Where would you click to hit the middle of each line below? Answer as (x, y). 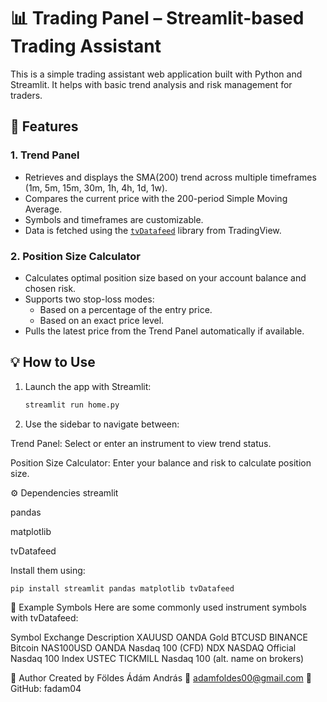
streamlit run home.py (72, 405)
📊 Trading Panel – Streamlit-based (157, 18)
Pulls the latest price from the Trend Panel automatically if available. (164, 331)
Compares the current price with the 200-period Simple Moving (156, 198)
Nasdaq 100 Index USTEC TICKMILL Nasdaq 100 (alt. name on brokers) (157, 658)
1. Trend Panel (45, 155)
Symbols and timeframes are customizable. (114, 219)
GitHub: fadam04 (46, 688)
